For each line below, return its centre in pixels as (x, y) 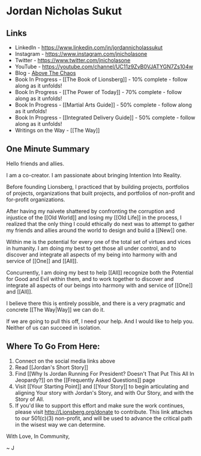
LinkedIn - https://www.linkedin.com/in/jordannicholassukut (89, 47)
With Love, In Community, (38, 436)
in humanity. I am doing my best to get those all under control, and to (91, 248)
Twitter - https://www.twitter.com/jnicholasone (73, 60)
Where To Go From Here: (53, 347)
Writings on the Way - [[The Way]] (57, 130)
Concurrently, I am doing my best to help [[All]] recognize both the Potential (100, 272)
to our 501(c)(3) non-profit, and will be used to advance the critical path (103, 418)
